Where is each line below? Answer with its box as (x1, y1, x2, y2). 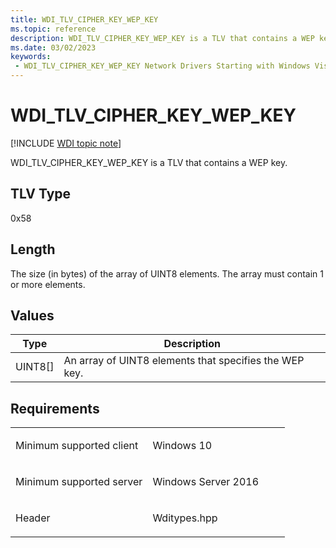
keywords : (10, 52, 52, 62)
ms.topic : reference (10, 24, 97, 34)
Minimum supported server (15, 475, 143, 489)
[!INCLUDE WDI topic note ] (10, 137, 122, 149)
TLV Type (10, 186, 72, 203)
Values (10, 307, 55, 324)
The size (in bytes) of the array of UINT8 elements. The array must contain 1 (10, 267, 324, 280)
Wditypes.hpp (152, 511, 218, 525)
